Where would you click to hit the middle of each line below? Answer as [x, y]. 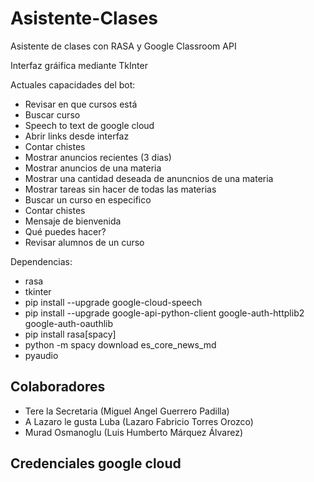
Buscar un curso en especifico [88, 199]
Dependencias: [41, 261]
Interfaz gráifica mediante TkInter [79, 65]
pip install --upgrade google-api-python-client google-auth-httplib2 [164, 313]
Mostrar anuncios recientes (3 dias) [98, 157]
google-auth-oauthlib [69, 323]
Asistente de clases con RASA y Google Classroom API [123, 46]
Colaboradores [58, 387]
